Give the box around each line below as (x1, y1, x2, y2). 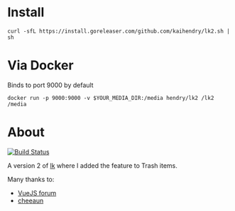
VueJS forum (17, 188, 57, 197)
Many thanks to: (7, 175, 55, 183)
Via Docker (7, 57, 74, 74)
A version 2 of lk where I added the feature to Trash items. (7, 161, 177, 170)
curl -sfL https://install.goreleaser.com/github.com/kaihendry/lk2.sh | (7, 28, 231, 35)
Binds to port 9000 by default (7, 81, 94, 89)
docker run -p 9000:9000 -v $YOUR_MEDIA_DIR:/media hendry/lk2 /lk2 (7, 94, 214, 101)
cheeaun (17, 196, 44, 205)
